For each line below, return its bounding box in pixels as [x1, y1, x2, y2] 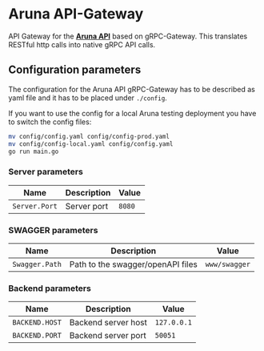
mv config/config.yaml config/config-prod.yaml [8, 132, 170, 140]
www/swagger [205, 260, 250, 268]
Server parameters [8, 166, 84, 177]
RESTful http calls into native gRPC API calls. [8, 39, 156, 49]
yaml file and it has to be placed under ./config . [8, 93, 168, 103]
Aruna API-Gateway [8, 5, 144, 23]
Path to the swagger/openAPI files [69, 258, 198, 269]
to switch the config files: [8, 117, 92, 127]
